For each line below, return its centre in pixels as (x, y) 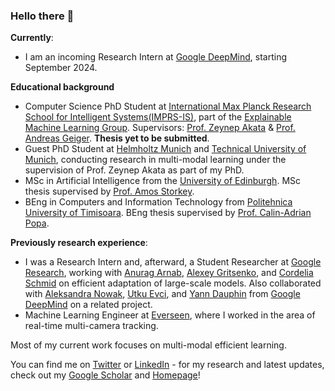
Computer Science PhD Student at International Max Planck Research (168, 106)
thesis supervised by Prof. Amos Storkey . (109, 191)
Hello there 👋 (42, 16)
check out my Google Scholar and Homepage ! (105, 375)
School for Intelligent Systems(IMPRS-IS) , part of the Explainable (158, 117)
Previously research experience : (79, 243)
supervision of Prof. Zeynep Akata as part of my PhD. (134, 170)
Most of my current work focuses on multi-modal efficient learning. (148, 345)
